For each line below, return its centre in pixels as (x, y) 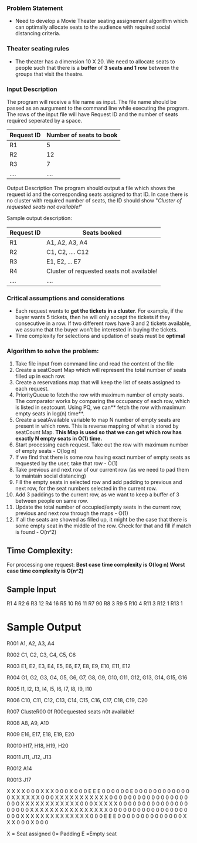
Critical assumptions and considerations (66, 298)
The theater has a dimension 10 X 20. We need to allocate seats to (95, 61)
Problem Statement (35, 8)
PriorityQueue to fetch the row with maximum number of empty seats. (99, 395)
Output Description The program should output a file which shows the (91, 188)
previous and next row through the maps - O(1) (72, 513)
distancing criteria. (38, 33)
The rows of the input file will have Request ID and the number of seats (92, 114)
